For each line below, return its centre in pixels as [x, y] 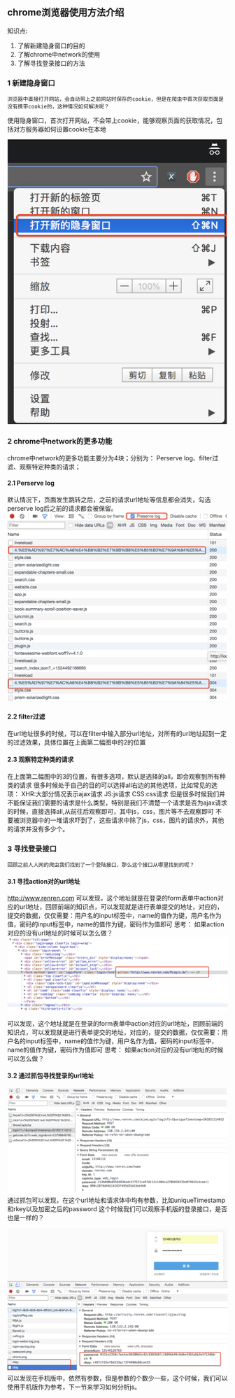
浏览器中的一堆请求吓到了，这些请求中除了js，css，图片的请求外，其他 [122, 820]
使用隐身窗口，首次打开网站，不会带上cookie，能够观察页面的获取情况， [112, 120]
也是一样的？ [26, 1217]
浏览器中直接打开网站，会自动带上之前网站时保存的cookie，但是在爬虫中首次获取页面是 [115, 99]
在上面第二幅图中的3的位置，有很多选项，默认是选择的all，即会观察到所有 [114, 776]
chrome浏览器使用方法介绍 [66, 13]
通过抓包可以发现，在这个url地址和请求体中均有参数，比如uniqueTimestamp [116, 1200]
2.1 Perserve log [31, 483]
